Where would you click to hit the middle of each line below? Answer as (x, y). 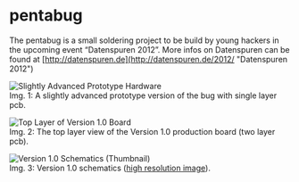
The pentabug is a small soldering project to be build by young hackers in (144, 40)
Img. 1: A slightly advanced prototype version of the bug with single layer (143, 95)
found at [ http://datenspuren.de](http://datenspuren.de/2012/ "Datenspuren (149, 59)
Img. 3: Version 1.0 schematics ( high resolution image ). (110, 168)
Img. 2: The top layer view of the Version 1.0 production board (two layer (142, 131)
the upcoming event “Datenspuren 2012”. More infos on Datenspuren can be (149, 49)
